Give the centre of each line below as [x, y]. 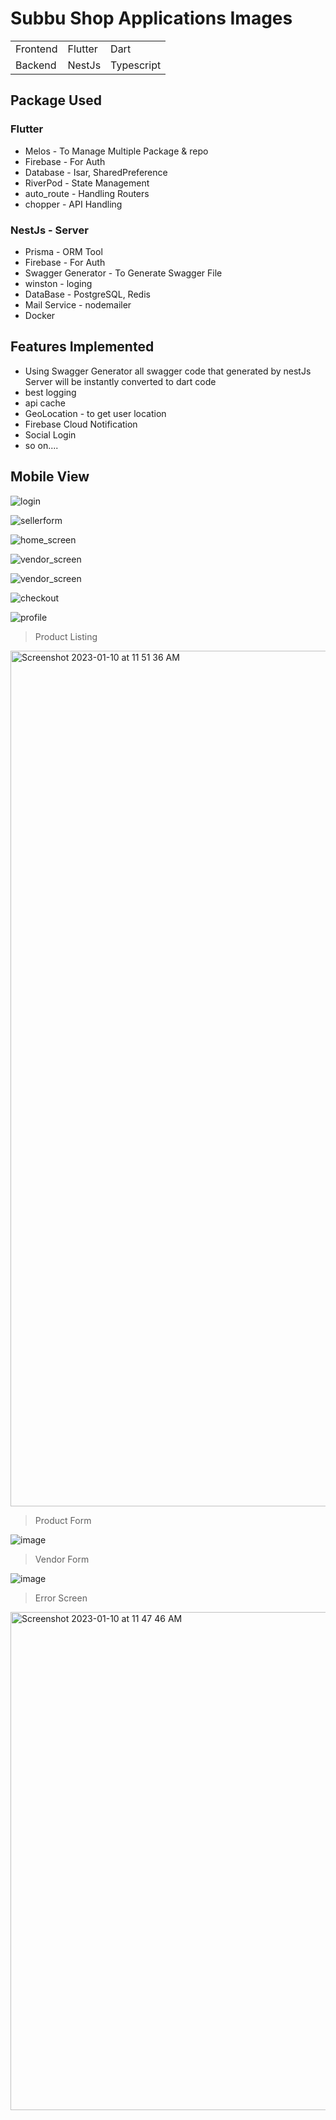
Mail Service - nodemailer [78, 304]
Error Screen [61, 1598]
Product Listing [66, 636]
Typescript [136, 65]
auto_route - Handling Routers [87, 193]
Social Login [50, 434]
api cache [45, 403]
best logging [50, 392]
